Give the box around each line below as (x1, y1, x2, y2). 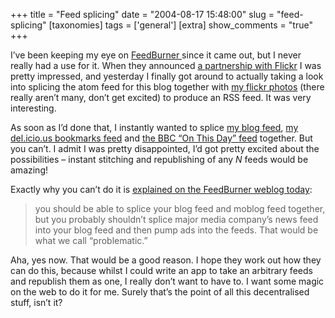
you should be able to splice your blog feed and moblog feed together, (34, 203, 326, 214)
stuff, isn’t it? (10, 297, 63, 308)
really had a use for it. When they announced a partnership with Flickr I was (10, 60, 322, 71)
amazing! (10, 164, 48, 176)
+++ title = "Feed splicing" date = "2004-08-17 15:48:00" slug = (10, 9, 275, 20)
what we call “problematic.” (34, 235, 148, 246)
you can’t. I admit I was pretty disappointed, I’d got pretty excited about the (10, 143, 320, 154)
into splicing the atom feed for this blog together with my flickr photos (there (10, 81, 325, 93)
